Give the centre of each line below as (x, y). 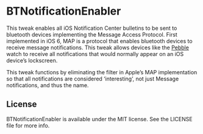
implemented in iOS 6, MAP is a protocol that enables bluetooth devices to (100, 41)
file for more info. (28, 125)
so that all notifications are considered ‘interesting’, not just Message (93, 79)
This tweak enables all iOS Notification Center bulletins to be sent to (92, 28)
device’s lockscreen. (32, 60)
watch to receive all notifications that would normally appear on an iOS (95, 54)
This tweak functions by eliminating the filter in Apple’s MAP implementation (102, 72)
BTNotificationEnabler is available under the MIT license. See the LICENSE (100, 119)
